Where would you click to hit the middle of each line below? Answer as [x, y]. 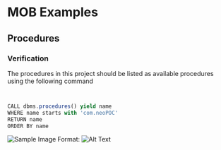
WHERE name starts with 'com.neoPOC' [63, 113]
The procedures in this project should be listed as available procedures [110, 73]
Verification [28, 58]
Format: [69, 139]
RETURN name [25, 119]
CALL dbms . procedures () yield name [60, 106]
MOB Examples [53, 12]
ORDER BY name [28, 126]
